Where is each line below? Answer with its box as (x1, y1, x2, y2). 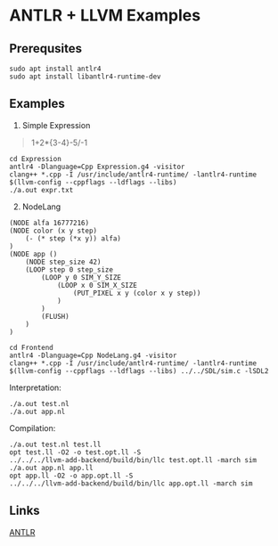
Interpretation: (9, 382, 62, 393)
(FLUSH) (41, 312, 69, 321)
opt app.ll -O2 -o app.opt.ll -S (9, 471, 134, 480)
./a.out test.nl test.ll (9, 440, 102, 449)
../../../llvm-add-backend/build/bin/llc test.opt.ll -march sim (9, 455, 257, 464)
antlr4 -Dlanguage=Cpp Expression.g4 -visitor (9, 162, 185, 171)
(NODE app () (9, 249, 58, 258)
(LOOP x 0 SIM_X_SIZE (56, 281, 138, 289)
